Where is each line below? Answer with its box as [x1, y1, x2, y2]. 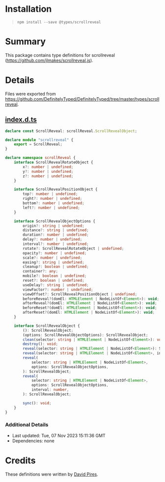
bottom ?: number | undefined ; [23, 201, 84, 206]
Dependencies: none [12, 438, 55, 444]
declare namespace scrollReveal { [5, 156, 76, 161]
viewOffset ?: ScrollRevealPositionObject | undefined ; [23, 292, 137, 296]
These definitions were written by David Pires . [5, 471, 98, 477]
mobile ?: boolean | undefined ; [23, 273, 87, 278]
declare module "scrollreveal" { [5, 137, 74, 142]
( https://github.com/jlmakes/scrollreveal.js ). [5, 57, 93, 63]
